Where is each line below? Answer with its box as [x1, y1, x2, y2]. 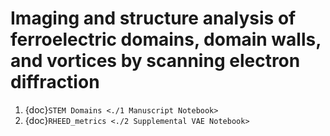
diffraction [10, 71, 100, 94]
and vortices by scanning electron [10, 50, 301, 72]
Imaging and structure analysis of [10, 7, 297, 30]
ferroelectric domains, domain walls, [10, 28, 322, 51]
